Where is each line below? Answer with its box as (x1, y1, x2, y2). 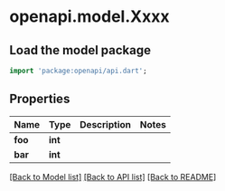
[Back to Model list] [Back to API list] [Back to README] (9, 171, 217, 182)
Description (80, 118, 131, 130)
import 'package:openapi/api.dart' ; (9, 66, 147, 75)
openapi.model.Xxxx (9, 6, 170, 27)
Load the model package (9, 43, 152, 58)
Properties (9, 91, 70, 107)
